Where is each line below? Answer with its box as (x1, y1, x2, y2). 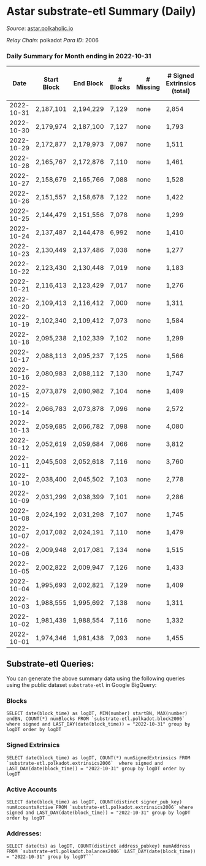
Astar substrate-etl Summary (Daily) (6, 4, 196, 18)
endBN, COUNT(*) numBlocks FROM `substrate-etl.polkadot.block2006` (6, 716, 185, 722)
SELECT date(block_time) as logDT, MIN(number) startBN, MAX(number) (6, 710, 188, 717)
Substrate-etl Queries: (6, 658, 94, 669)
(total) (171, 87, 190, 96)
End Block (73, 79, 104, 88)
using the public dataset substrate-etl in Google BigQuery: (6, 681, 157, 689)
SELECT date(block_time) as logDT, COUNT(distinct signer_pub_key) (6, 799, 183, 805)
